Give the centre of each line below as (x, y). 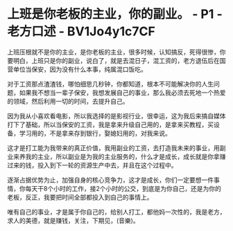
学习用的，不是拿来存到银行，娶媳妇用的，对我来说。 (95, 133)
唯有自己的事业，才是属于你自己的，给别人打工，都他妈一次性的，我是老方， (116, 212)
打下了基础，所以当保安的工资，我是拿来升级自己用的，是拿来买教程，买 (110, 124)
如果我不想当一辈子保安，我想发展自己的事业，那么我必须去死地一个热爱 (122, 92)
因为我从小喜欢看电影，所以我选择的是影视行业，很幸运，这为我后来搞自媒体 (116, 115)
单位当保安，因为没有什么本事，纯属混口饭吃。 (80, 69)
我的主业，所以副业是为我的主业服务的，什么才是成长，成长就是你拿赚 (126, 156)
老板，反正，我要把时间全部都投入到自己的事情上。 (80, 197)
